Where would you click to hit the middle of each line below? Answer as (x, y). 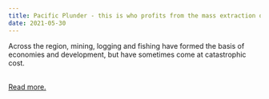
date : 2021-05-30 (37, 23)
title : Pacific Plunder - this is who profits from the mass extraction (132, 16)
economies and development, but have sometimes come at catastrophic (127, 54)
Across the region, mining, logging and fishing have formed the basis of (126, 46)
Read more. (27, 87)
